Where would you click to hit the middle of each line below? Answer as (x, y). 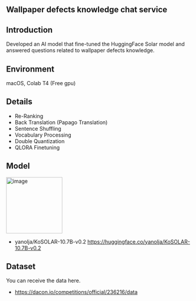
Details (19, 102)
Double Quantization (40, 141)
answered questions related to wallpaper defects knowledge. (80, 50)
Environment (30, 69)
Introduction (30, 30)
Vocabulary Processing (43, 135)
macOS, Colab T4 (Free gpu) (41, 83)
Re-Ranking (29, 116)
